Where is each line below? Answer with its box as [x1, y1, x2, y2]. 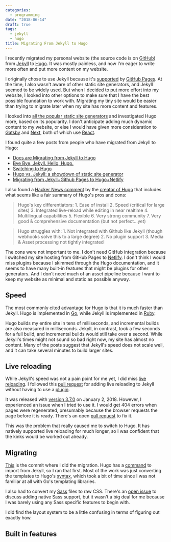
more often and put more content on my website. [5, 66, 108, 72]
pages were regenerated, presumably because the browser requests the [5, 407, 158, 413]
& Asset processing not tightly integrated [17, 239, 104, 245]
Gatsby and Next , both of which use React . [5, 129, 95, 135]
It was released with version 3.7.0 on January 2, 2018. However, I [5, 396, 142, 403]
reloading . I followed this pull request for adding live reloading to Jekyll [5, 381, 154, 387]
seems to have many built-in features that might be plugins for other [5, 265, 149, 271]
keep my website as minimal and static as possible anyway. [5, 276, 130, 282]
